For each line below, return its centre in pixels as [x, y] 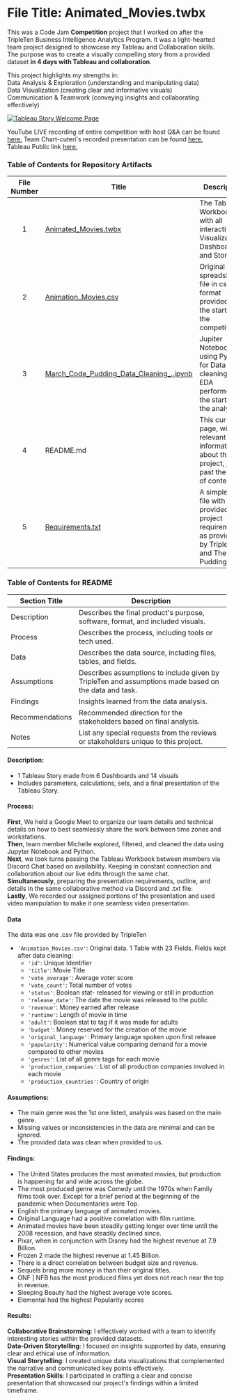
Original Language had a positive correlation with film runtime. [107, 1218]
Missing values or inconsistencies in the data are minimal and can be [116, 1128]
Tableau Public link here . [42, 146]
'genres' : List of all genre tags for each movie [94, 1059]
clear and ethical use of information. [59, 1353]
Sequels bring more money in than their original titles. [94, 1270]
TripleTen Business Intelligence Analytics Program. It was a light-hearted [111, 39]
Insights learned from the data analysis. [143, 701]
